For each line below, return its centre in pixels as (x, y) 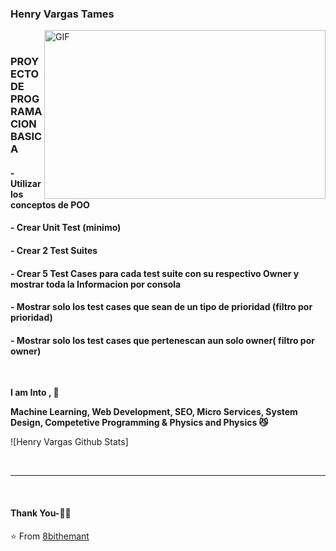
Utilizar (26, 183)
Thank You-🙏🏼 (41, 513)
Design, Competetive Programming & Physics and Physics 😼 (139, 423)
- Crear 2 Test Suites (54, 250)
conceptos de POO (50, 204)
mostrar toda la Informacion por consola (96, 284)
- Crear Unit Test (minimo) (66, 228)
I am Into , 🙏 (35, 393)
